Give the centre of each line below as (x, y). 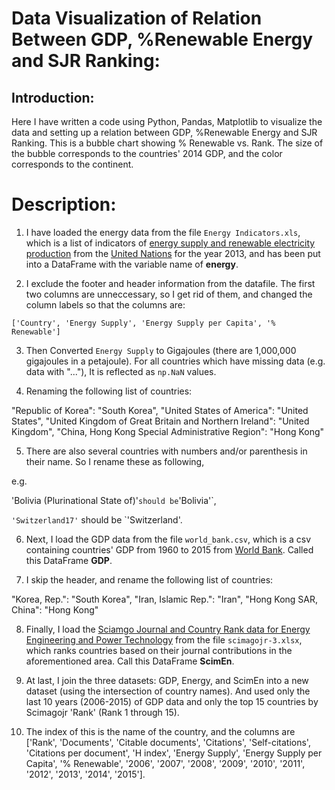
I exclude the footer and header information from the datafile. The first (170, 283)
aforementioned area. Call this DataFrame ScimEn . (130, 661)
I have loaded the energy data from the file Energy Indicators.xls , (163, 232)
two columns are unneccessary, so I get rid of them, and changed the (169, 294)
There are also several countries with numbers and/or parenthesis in (166, 451)
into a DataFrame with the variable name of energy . (132, 264)
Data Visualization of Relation (137, 18)
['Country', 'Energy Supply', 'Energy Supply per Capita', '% (143, 323)
